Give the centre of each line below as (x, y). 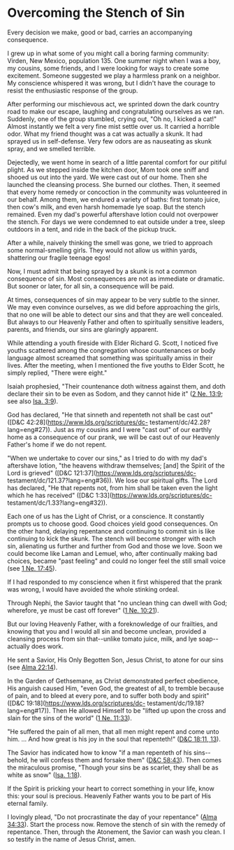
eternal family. (28, 803)
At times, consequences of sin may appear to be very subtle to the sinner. (114, 300)
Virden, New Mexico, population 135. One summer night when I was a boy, (114, 60)
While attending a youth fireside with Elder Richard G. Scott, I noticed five (113, 343)
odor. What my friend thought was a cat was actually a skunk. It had (105, 134)
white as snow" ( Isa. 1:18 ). (44, 774)
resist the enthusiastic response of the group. (73, 90)
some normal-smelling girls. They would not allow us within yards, (102, 250)
